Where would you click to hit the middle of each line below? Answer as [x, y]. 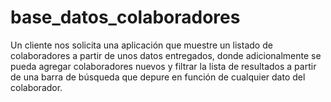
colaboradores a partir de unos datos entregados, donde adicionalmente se [166, 55]
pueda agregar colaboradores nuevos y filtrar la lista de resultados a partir [163, 66]
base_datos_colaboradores [125, 17]
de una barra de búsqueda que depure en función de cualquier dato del [158, 77]
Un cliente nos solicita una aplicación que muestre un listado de [141, 45]
